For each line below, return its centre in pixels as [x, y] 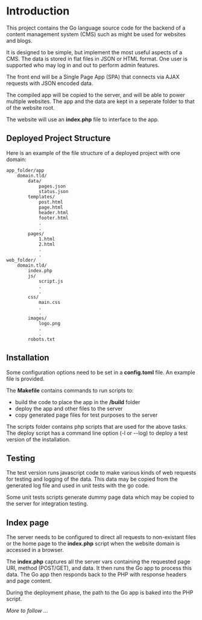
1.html [47, 239]
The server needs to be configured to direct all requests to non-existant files [101, 537]
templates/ [42, 197]
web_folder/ [21, 260]
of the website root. [31, 107]
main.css [49, 302]
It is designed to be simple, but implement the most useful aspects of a [94, 52]
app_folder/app [25, 170]
